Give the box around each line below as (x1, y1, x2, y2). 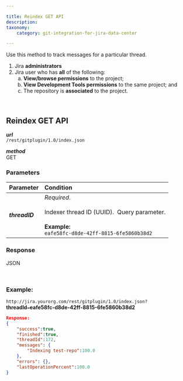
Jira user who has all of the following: (14, 68, 105, 76)
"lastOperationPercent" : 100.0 (16, 364, 91, 370)
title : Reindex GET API (6, 13, 64, 19)
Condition (44, 184, 72, 192)
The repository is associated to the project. (23, 87, 129, 94)
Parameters (6, 168, 40, 176)
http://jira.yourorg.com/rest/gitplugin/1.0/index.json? (6, 298, 148, 304)
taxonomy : (6, 25, 30, 30)
